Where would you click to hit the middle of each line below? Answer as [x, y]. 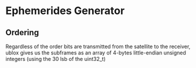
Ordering [22, 33]
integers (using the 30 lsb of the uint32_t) [56, 59]
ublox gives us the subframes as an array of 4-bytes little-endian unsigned [96, 53]
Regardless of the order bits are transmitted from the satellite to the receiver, [98, 46]
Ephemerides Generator [65, 11]
